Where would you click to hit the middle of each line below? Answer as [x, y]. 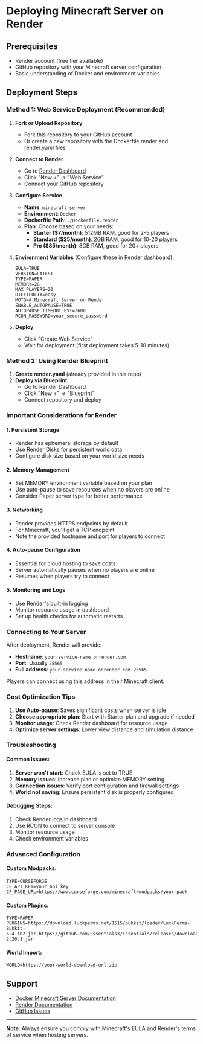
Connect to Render [39, 159]
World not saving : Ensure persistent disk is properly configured [94, 792]
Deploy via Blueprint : [42, 380]
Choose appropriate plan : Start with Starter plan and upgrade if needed [105, 716]
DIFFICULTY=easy [35, 295]
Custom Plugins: [28, 905]
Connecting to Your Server [46, 632]
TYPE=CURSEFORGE [27, 881]
